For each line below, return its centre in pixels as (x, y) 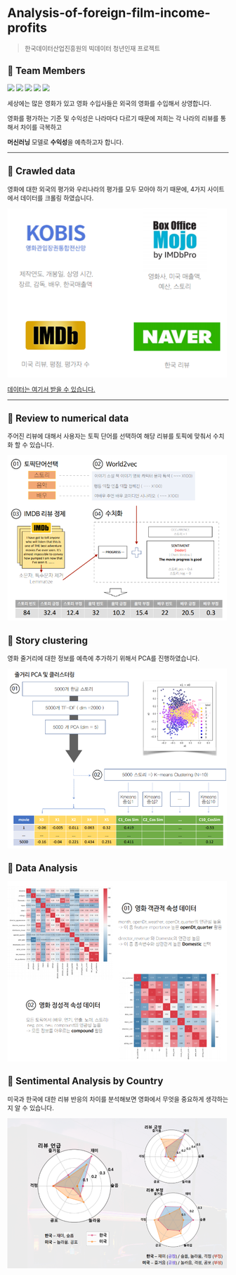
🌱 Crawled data (41, 171)
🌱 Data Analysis (42, 868)
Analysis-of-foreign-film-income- (109, 13)
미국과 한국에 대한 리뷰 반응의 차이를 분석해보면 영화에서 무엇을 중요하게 (106, 1099)
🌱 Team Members (46, 71)
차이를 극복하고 (41, 127)
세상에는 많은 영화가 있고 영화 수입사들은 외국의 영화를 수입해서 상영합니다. (110, 103)
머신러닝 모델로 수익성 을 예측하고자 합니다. (66, 142)
